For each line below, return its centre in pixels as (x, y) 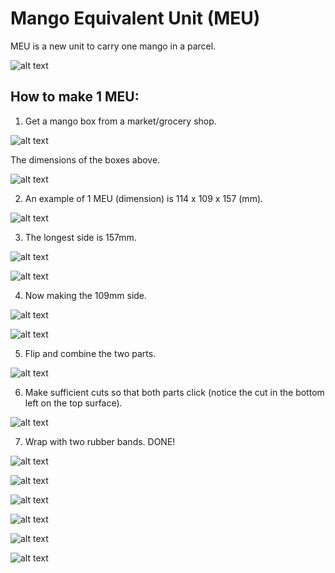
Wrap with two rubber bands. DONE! (100, 441)
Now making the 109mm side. (86, 295)
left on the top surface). (73, 403)
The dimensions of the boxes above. (85, 159)
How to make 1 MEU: (75, 97)
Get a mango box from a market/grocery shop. (120, 121)
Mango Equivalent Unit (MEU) (135, 18)
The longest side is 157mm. (80, 237)
